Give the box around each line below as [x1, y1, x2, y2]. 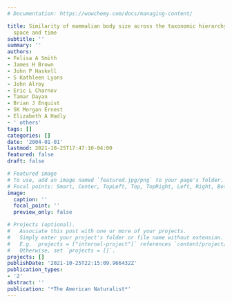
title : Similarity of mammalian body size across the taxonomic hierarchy [7, 22, 227, 30]
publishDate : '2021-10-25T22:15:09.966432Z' [7, 260, 137, 267]
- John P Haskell [7, 67, 57, 75]
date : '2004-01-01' [7, 138, 64, 145]
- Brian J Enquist [7, 100, 60, 107]
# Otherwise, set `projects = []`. [7, 247, 116, 254]
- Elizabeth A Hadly [7, 113, 67, 120]
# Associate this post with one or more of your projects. [7, 228, 187, 235]
